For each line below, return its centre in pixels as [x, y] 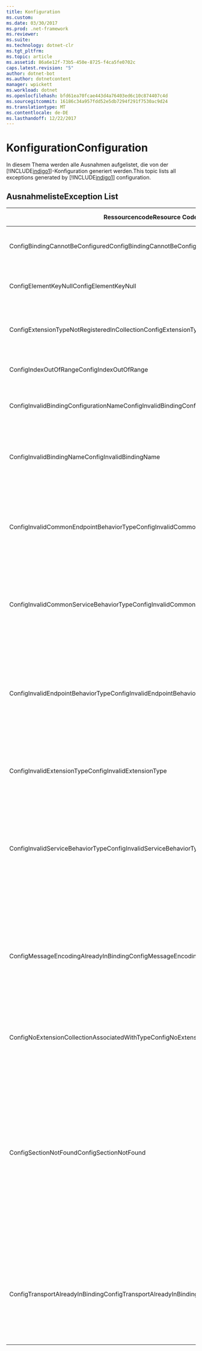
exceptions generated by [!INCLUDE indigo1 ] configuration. [79, 178]
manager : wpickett [29, 85]
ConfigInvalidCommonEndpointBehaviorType [73, 527]
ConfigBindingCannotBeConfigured [59, 246]
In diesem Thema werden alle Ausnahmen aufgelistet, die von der [87, 165]
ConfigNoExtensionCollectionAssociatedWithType [80, 1037]
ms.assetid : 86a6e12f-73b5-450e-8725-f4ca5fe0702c [71, 62]
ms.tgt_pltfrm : [25, 51]
